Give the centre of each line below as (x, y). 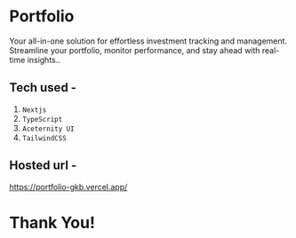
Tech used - (43, 87)
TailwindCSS (44, 138)
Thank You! (52, 222)
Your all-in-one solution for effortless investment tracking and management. (148, 41)
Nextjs (34, 110)
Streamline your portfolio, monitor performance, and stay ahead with (135, 50)
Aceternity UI (48, 129)
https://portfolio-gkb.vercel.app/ (68, 186)
